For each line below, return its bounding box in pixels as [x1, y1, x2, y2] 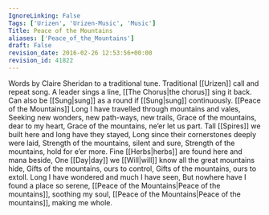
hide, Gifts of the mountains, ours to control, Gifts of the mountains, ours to [8, 164, 257, 173]
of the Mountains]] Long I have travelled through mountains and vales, [8, 103, 241, 113]
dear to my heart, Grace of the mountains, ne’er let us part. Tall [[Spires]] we [8, 121, 261, 131]
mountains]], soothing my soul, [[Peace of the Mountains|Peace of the [8, 189, 241, 199]
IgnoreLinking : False [8, 11, 81, 20]
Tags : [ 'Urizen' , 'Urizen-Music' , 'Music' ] [8, 19, 157, 27]
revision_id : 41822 [8, 57, 74, 65]
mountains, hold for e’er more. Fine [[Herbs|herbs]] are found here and [8, 146, 243, 156]
